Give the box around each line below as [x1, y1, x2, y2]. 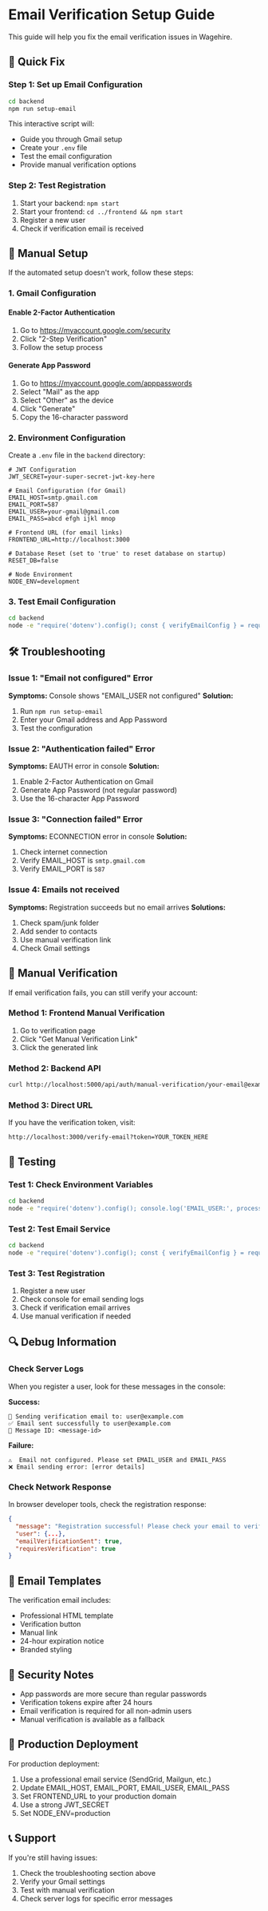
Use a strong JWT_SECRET [19, 1799, 110, 1810]
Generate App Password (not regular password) [19, 785, 178, 795]
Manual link [19, 1628, 58, 1638]
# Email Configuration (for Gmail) [8, 487, 127, 495]
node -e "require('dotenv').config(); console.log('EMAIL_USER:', [8, 1204, 234, 1212]
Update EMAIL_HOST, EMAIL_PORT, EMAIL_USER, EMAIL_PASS [19, 1782, 230, 1792]
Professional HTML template [19, 1611, 114, 1620]
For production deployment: [8, 1758, 100, 1768]
